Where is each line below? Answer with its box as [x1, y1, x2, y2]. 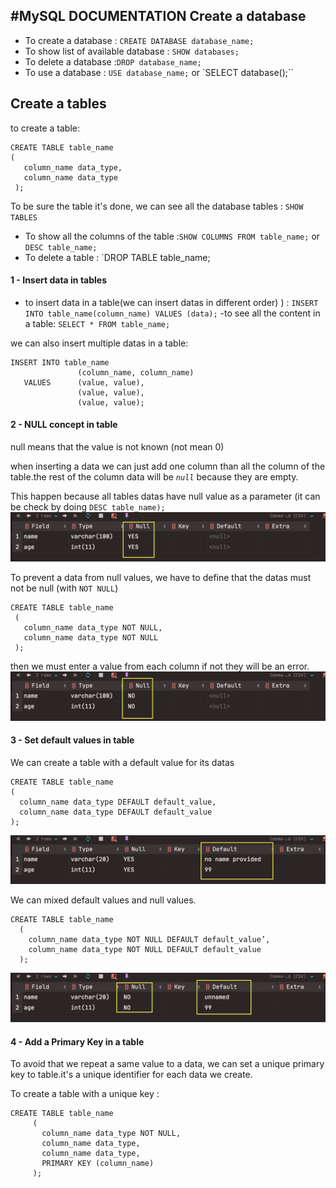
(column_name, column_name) [77, 367, 195, 378]
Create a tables [10, 95, 107, 113]
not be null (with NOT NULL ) [10, 582, 119, 594]
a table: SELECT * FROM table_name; [24, 317, 171, 329]
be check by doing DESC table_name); [10, 501, 166, 513]
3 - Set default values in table [10, 734, 135, 746]
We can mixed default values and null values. [10, 894, 197, 906]
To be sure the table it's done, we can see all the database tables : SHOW [10, 200, 304, 212]
